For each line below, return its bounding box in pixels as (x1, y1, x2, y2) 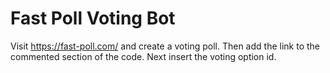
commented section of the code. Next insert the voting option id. (10, 50, 277, 62)
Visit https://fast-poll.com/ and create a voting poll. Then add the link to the (10, 40, 320, 52)
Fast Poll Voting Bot (10, 7, 176, 30)
